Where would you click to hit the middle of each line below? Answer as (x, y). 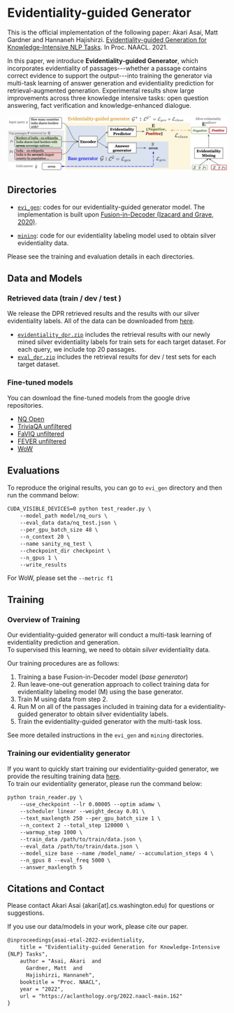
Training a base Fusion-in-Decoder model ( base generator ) (103, 677)
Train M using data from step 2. (63, 699)
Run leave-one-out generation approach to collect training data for (113, 684)
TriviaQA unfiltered (44, 426)
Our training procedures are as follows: (64, 663)
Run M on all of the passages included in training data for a (102, 707)
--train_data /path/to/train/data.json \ (81, 839)
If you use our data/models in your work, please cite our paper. (98, 927)
